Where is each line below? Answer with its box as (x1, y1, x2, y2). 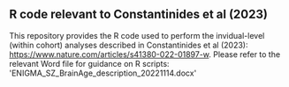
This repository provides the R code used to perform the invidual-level (9, 30, 265, 40)
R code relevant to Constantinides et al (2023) (9, 7, 268, 22)
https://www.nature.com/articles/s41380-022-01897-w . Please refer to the (9, 48, 281, 60)
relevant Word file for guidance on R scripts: (9, 58, 170, 69)
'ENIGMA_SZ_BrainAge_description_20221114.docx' (9, 68, 197, 78)
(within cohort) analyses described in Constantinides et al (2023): (9, 40, 248, 50)
